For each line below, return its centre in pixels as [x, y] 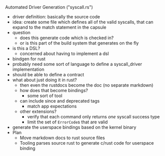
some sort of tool [45, 96]
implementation [28, 69]
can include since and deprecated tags [60, 101]
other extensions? [38, 111]
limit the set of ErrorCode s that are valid [67, 122]
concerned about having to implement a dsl [64, 53]
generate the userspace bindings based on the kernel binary [74, 127]
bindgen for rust [29, 59]
